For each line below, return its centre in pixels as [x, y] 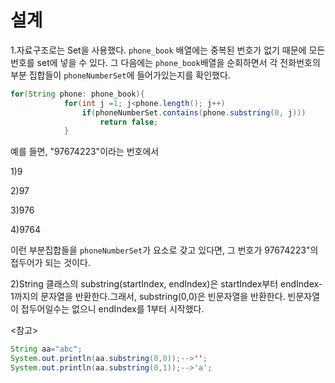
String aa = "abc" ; [46, 349]
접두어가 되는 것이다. [50, 263]
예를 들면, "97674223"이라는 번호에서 [85, 152]
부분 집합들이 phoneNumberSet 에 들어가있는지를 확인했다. [120, 75]
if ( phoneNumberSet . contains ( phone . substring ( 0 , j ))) [194, 112]
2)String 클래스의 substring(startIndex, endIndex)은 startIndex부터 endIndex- [166, 284]
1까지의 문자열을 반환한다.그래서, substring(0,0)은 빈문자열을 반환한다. [148, 297]
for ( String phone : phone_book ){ [77, 94]
